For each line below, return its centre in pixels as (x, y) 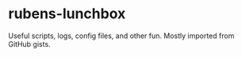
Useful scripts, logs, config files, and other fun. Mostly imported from (121, 36)
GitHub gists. (29, 44)
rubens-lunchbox (67, 14)
